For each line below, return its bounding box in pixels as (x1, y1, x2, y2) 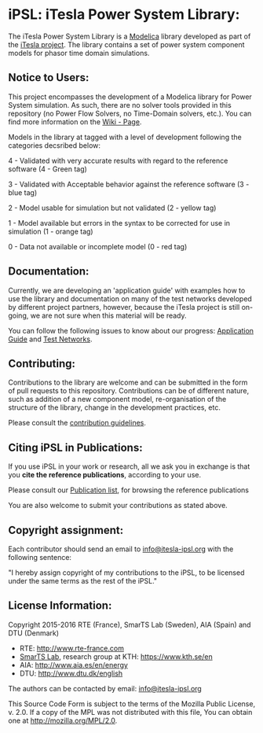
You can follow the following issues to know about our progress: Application (8, 326, 254, 335)
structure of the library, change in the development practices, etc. (8, 403, 221, 412)
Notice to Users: (8, 71, 89, 84)
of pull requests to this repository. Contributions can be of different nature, (8, 386, 250, 396)
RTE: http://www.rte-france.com (19, 643, 124, 653)
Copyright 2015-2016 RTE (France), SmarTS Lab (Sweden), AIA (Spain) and (8, 620, 251, 629)
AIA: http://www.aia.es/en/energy (19, 660, 128, 669)
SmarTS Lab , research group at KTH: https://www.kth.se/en (19, 651, 214, 661)
